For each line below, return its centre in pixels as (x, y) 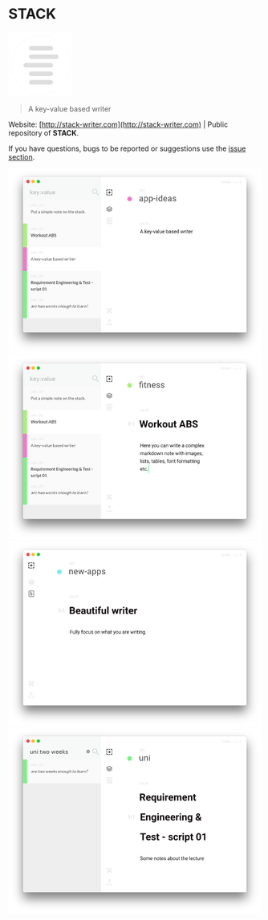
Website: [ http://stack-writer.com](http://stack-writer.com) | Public (118, 124)
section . (22, 156)
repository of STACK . (44, 132)
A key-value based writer (69, 108)
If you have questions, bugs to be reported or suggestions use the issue (127, 148)
